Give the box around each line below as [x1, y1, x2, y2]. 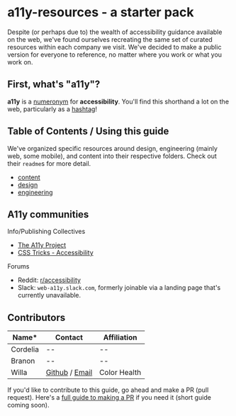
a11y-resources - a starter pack [7, 4, 194, 21]
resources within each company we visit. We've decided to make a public [7, 43, 222, 51]
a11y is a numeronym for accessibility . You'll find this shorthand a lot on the [7, 97, 229, 106]
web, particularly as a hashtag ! [7, 104, 98, 113]
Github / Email [45, 368, 93, 378]
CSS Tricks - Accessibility [17, 249, 94, 257]
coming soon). [7, 401, 50, 410]
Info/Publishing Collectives [7, 227, 86, 236]
